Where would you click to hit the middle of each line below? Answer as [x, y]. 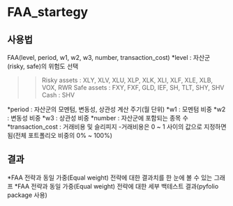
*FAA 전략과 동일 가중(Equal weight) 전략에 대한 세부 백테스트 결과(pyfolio [116, 186]
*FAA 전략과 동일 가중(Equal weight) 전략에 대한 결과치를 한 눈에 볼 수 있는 [110, 177]
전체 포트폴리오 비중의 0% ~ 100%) [64, 135]
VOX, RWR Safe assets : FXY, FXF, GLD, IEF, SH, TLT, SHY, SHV [133, 87]
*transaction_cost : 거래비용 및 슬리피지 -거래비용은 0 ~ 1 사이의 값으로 [105, 127]
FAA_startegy [48, 12]
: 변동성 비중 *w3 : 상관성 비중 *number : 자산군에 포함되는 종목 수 [98, 118]
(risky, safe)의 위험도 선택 [43, 66]
